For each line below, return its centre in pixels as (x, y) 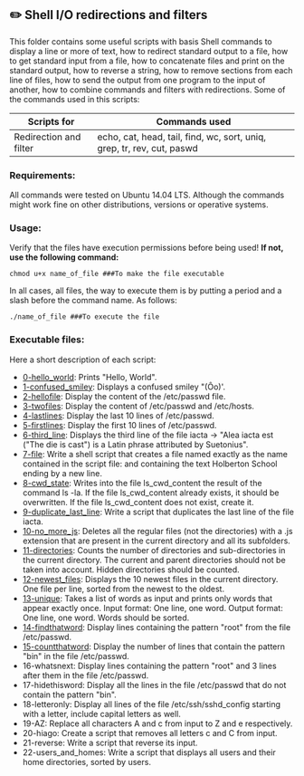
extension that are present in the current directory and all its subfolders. (157, 541)
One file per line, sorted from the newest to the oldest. (123, 589)
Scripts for (51, 121)
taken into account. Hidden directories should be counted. (131, 570)
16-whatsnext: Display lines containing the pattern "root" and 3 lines (150, 666)
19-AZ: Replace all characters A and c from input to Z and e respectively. (157, 723)
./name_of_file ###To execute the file (85, 317)
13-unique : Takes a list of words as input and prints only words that (147, 598)
